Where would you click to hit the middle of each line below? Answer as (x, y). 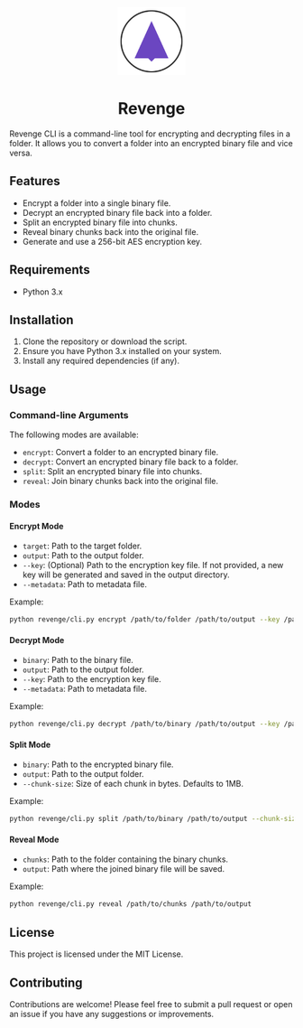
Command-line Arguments (69, 415)
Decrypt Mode (37, 640)
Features (35, 181)
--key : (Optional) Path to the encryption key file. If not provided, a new (153, 565)
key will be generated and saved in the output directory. (126, 575)
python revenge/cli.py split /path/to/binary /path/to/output (129, 819)
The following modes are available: (74, 435)
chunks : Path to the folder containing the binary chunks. (125, 859)
